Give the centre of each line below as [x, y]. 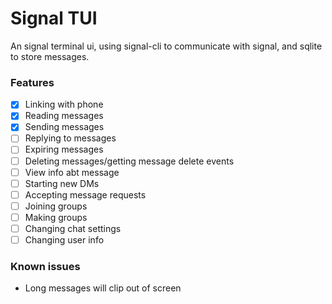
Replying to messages [70, 138]
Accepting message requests [85, 194]
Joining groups [56, 206]
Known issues [45, 266]
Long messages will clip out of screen [103, 288]
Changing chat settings [73, 228]
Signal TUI [54, 18]
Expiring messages [64, 149]
